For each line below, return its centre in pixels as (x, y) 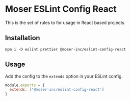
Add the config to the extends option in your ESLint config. (64, 76)
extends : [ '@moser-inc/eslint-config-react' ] (57, 90)
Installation (23, 38)
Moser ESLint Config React (61, 9)
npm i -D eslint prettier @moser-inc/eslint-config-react (65, 49)
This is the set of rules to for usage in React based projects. (65, 23)
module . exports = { (25, 85)
